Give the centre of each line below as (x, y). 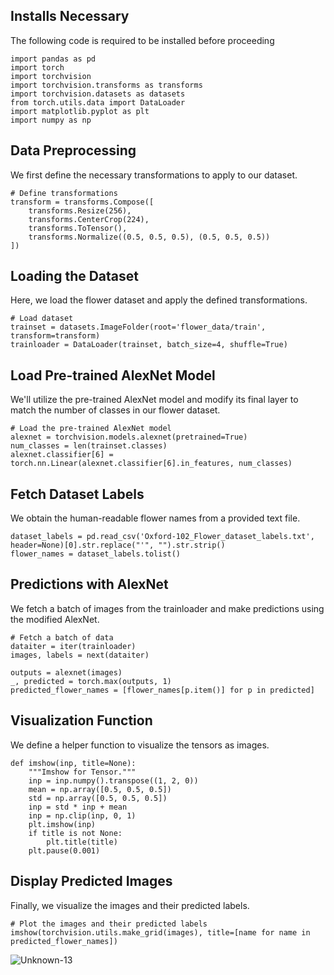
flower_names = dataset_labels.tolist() (96, 554)
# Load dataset (42, 319)
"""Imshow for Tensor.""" (82, 772)
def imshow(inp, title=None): (73, 763)
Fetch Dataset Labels (77, 494)
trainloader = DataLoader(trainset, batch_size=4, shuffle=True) (149, 345)
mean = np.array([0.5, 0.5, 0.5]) (100, 789)
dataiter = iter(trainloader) (73, 646)
